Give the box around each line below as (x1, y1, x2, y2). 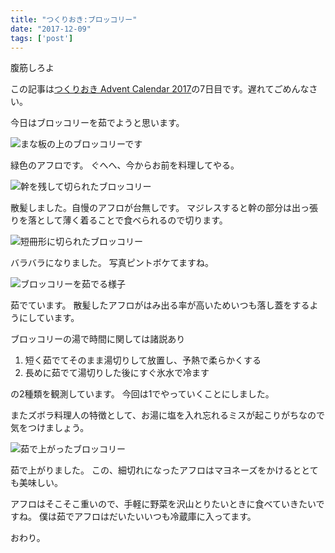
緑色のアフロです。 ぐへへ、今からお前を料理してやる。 (10, 159, 240, 171)
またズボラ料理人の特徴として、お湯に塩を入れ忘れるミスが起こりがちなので (10, 409, 325, 421)
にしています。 (18, 312, 80, 324)
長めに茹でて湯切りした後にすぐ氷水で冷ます (24, 367, 210, 379)
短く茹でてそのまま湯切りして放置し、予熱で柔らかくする (24, 354, 262, 366)
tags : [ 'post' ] (10, 33, 74, 43)
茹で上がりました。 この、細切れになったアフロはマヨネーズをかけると (10, 464, 302, 476)
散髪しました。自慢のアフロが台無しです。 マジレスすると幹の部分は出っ (10, 202, 310, 214)
